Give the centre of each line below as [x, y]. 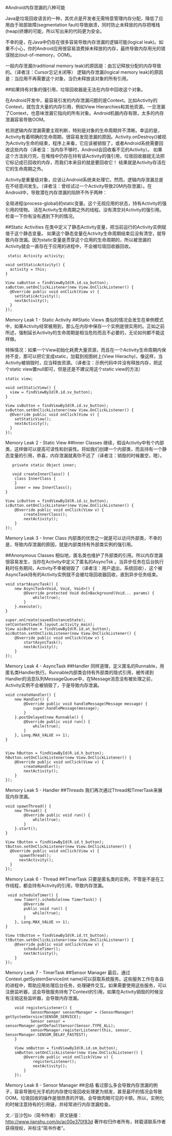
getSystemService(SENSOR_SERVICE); [43, 1017]
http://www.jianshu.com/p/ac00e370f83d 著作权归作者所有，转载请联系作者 [86, 1122]
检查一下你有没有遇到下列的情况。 [41, 216]
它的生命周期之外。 [26, 169]
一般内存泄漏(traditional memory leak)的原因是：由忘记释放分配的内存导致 [83, 66]
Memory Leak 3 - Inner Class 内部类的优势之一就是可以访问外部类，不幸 [81, 538]
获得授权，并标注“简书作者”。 [37, 1128]
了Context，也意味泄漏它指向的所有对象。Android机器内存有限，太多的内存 [85, 113]
